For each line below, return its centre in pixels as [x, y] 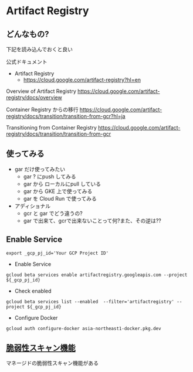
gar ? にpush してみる [50, 176]
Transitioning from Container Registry [51, 127]
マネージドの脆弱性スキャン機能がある [52, 363]
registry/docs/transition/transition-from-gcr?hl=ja [66, 116]
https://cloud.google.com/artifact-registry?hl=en [82, 80]
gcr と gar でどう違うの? [53, 213]
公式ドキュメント [27, 62]
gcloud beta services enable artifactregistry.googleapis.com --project [97, 275]
